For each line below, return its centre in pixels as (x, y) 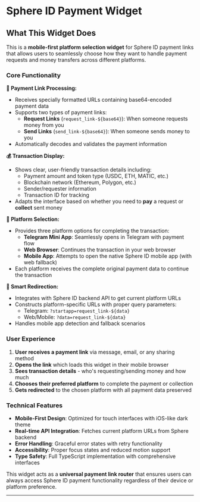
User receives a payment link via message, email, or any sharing (95, 352)
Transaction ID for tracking (56, 195)
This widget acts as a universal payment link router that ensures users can (99, 474)
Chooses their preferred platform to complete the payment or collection (104, 383)
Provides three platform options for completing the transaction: (92, 231)
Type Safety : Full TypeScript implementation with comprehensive (95, 456)
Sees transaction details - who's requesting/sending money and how (100, 371)
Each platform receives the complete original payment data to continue (102, 269)
